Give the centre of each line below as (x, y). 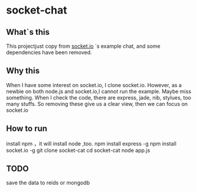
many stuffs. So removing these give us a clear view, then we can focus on (97, 104)
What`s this (28, 32)
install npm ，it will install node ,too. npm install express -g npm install (91, 143)
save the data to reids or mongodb (48, 183)
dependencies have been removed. (49, 52)
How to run (27, 129)
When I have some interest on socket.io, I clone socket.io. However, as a (94, 85)
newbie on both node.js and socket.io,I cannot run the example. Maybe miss (99, 91)
